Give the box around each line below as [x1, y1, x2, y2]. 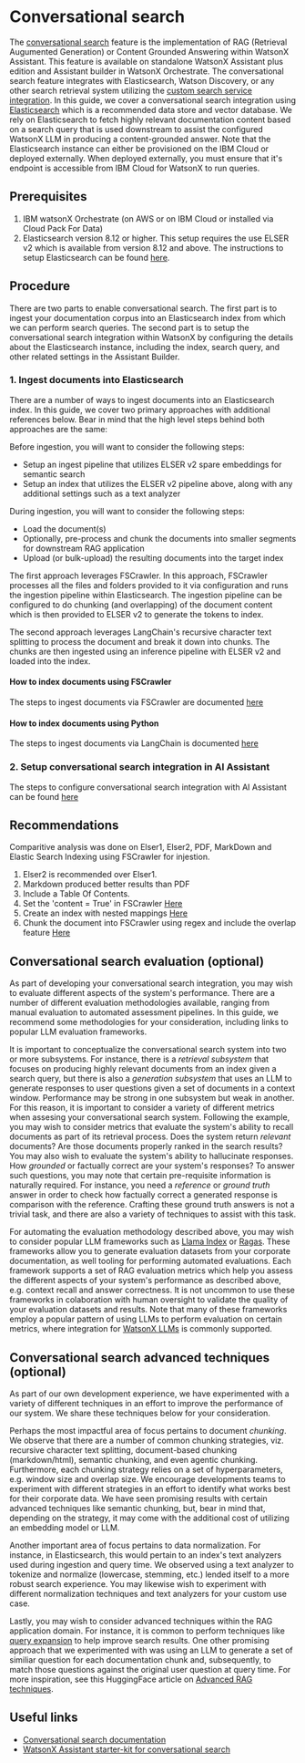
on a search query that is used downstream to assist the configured [9, 123, 264, 134]
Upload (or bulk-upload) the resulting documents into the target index [22, 552, 284, 563]
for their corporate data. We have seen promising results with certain [9, 1493, 269, 1504]
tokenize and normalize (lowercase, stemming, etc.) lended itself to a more [9, 1569, 290, 1580]
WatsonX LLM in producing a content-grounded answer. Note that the [9, 133, 271, 144]
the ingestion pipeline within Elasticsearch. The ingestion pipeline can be [9, 589, 282, 600]
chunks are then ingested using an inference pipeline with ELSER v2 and [9, 646, 281, 657]
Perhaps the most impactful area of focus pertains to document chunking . [9, 1426, 287, 1436]
